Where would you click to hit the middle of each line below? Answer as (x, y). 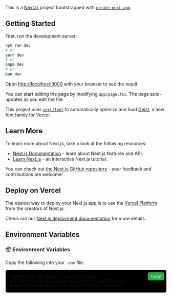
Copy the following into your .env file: (45, 262)
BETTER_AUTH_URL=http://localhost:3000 (52, 277)
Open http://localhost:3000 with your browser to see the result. (72, 84)
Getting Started (30, 23)
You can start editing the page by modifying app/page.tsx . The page (77, 94)
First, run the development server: (41, 36)
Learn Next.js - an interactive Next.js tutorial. (60, 159)
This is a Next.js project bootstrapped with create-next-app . (69, 7)
